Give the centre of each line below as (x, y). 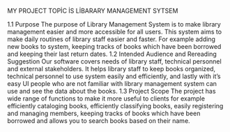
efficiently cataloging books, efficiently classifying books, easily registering (115, 106)
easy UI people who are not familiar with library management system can (112, 83)
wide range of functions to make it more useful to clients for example (106, 98)
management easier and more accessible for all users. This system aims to (114, 32)
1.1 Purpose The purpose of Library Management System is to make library (114, 24)
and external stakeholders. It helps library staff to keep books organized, (112, 69)
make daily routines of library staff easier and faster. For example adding (112, 39)
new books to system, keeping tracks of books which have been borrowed (114, 46)
